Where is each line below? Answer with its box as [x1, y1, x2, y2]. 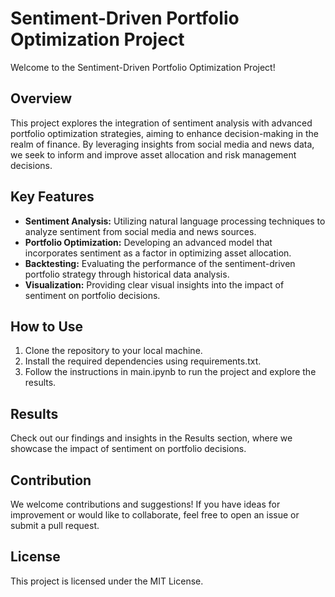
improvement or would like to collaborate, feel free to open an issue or [10, 509, 300, 521]
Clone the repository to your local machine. [24, 345, 203, 357]
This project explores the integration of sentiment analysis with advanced [10, 117, 313, 129]
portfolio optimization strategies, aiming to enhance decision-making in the [10, 127, 319, 139]
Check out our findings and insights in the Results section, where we [10, 432, 293, 444]
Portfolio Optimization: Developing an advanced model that [24, 236, 273, 248]
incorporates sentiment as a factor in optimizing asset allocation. [24, 247, 292, 259]
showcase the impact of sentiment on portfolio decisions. [10, 443, 247, 455]
